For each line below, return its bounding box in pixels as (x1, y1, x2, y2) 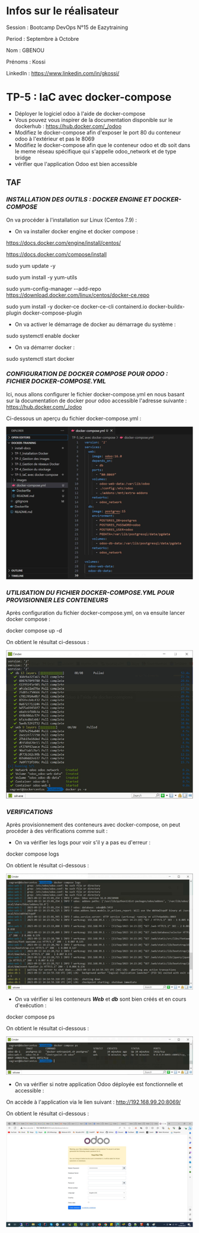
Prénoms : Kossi (6, 58, 46, 65)
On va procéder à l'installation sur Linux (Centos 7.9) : (6, 216, 137, 223)
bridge (14, 154, 31, 161)
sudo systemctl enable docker (6, 332, 80, 339)
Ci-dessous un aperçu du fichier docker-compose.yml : (6, 415, 142, 422)
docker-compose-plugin (23, 309, 82, 316)
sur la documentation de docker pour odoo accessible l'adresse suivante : (6, 397, 187, 404)
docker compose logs (6, 850, 59, 857)
